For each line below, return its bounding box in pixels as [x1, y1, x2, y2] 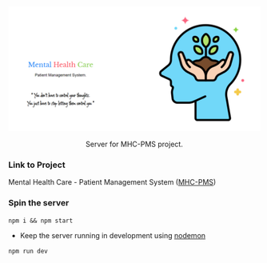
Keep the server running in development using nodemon [19, 230, 206, 240]
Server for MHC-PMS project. [85, 139, 184, 149]
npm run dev [8, 247, 48, 255]
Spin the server [8, 197, 70, 209]
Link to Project [8, 159, 66, 170]
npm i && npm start [8, 217, 74, 225]
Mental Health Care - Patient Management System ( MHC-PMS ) [8, 177, 217, 187]
